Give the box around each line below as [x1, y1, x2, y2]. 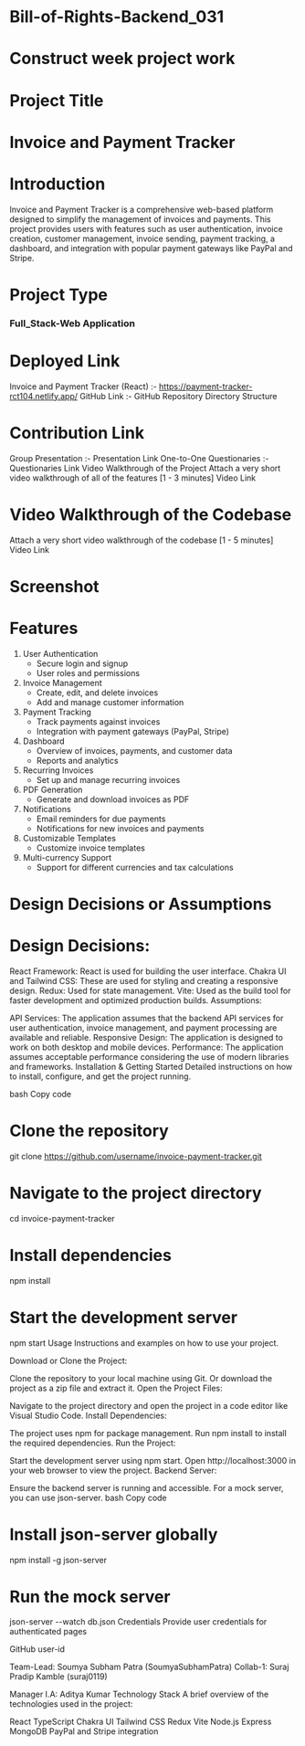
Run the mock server [9, 1586, 171, 1607]
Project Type [9, 284, 108, 305]
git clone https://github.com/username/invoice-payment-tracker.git [9, 1150, 262, 1161]
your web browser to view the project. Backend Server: [9, 1465, 217, 1476]
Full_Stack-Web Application [9, 317, 135, 330]
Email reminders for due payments [36, 813, 166, 824]
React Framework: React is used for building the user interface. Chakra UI [9, 966, 287, 977]
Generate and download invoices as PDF [36, 793, 190, 805]
